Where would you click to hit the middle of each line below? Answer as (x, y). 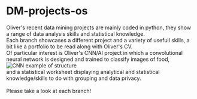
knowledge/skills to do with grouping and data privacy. (74, 78)
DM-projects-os (47, 11)
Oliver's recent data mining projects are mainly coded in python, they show (99, 27)
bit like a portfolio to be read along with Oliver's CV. (69, 47)
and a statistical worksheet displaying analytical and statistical (83, 72)
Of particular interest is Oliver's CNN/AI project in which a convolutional (94, 52)
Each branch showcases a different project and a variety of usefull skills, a (98, 40)
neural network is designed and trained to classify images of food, (88, 59)
